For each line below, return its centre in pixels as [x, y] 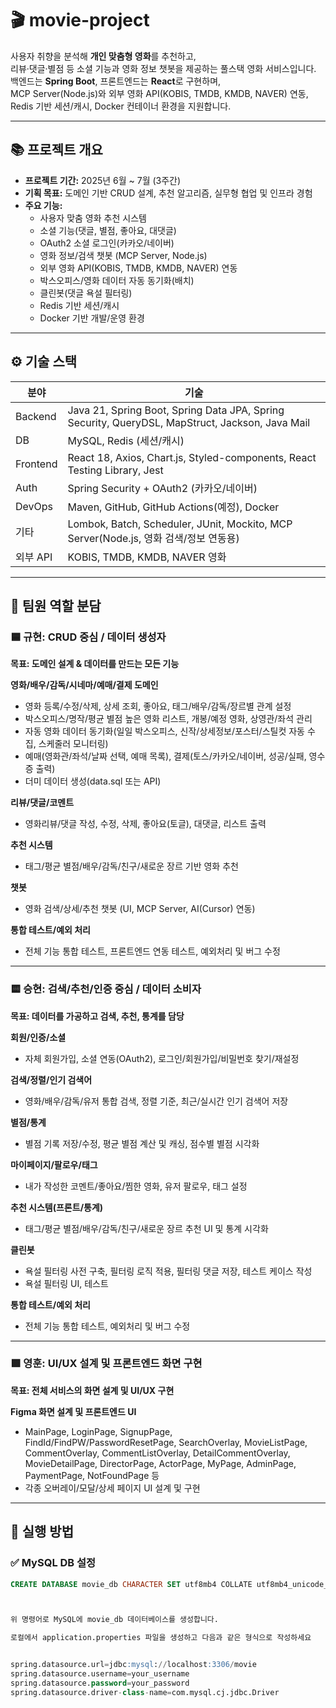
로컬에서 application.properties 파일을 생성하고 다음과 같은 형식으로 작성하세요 [161, 1638]
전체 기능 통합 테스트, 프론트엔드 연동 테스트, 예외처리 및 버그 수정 [152, 951]
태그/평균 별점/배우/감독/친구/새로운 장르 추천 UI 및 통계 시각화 [146, 1228]
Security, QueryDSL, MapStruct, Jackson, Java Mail [189, 422]
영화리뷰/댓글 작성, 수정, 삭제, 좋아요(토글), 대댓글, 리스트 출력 [145, 824]
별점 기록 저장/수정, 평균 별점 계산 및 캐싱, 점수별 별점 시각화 [142, 1143]
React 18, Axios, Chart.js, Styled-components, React [192, 457]
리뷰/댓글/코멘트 [42, 803]
